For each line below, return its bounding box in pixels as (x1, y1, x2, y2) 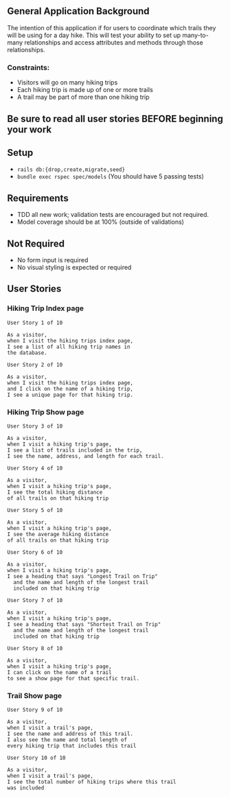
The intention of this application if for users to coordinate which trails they (7, 23, 216, 32)
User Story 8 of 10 (7, 645, 63, 651)
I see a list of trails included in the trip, (7, 446, 143, 454)
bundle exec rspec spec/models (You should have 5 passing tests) (16, 172, 205, 181)
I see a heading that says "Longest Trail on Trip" (7, 573, 158, 579)
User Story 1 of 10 (7, 319, 63, 326)
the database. (7, 349, 48, 356)
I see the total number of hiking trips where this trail (7, 778, 176, 785)
